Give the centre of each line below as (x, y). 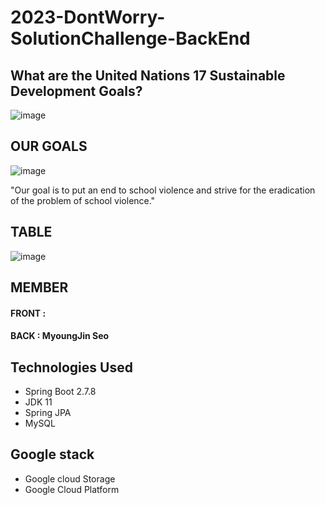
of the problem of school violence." (83, 200)
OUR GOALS (49, 146)
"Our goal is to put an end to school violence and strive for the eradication (163, 190)
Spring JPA (48, 413)
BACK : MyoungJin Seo (60, 336)
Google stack (52, 454)
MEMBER (39, 287)
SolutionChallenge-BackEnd (130, 38)
